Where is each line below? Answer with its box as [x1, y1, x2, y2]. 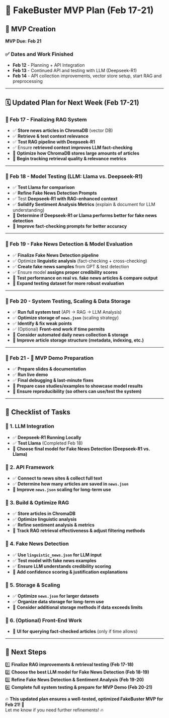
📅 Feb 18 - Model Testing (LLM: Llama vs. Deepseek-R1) [5, 173, 143, 180]
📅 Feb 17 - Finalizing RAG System [5, 116, 87, 123]
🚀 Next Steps [5, 648, 47, 656]
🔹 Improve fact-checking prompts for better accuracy [12, 223, 127, 229]
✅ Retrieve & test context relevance [12, 133, 89, 139]
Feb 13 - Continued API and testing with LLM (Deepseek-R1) [12, 68, 137, 74]
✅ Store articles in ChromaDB [12, 510, 76, 517]
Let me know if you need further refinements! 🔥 [5, 707, 104, 713]
